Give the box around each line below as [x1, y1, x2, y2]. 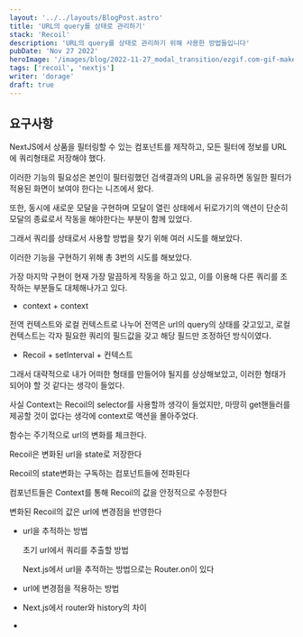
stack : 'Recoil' [9, 30, 70, 39]
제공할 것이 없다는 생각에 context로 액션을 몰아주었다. [9, 411, 198, 421]
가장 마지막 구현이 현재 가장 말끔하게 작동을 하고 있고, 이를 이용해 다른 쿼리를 [9, 272, 279, 282]
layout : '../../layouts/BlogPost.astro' [9, 13, 164, 23]
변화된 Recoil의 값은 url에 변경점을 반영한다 [9, 506, 162, 517]
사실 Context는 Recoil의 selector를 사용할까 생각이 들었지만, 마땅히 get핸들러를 [9, 399, 291, 411]
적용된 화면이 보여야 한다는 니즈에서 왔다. [9, 183, 154, 194]
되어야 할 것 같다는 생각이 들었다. [9, 380, 125, 391]
